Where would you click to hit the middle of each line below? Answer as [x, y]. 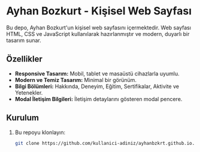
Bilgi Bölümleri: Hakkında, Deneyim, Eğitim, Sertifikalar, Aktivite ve [97, 86]
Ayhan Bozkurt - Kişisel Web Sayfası [99, 11]
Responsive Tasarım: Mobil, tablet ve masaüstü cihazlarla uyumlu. [97, 74]
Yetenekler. [29, 92]
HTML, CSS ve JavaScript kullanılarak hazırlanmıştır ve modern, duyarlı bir [98, 34]
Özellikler [25, 59]
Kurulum [23, 118]
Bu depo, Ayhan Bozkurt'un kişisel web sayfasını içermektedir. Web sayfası [99, 28]
